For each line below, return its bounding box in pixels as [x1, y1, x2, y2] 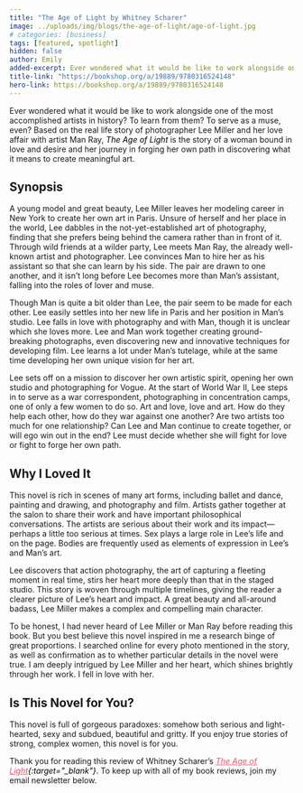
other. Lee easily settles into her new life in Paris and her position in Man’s [9, 307, 284, 318]
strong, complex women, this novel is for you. [9, 738, 179, 750]
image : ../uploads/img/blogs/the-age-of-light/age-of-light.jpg [9, 22, 256, 31]
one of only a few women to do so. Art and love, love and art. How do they [9, 401, 286, 412]
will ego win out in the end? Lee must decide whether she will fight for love [9, 430, 288, 441]
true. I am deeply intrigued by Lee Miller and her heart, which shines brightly [9, 659, 293, 670]
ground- [232, 326, 263, 337]
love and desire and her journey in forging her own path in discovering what [9, 144, 291, 154]
